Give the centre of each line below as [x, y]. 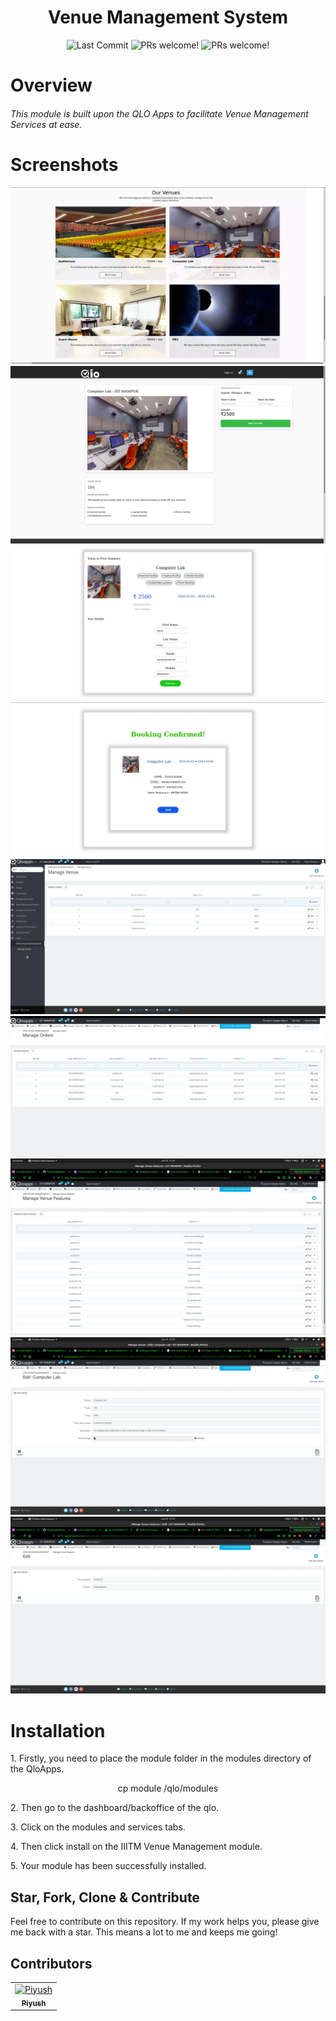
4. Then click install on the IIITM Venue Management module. [136, 1847]
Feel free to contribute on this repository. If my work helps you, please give [165, 1922]
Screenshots [64, 164]
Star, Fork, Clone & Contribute [105, 1897]
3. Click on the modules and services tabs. [98, 1827]
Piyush [34, 2003]
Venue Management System [168, 17]
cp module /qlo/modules [168, 1788]
